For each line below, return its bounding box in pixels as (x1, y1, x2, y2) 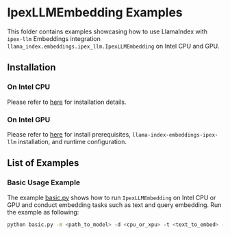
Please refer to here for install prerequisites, (7, 130, 131, 138)
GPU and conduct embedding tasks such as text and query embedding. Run (7, 200, 222, 209)
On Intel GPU (7, 115, 51, 124)
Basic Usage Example (7, 178, 81, 187)
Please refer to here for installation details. (7, 98, 127, 106)
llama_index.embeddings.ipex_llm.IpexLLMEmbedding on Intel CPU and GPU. (7, 42, 220, 50)
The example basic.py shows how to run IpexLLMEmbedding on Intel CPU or (7, 193, 216, 202)
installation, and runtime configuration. (18, 137, 127, 146)
